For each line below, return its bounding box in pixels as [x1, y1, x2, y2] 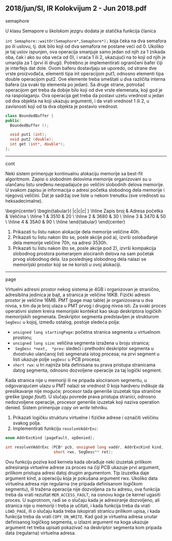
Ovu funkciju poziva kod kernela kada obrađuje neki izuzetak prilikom [5, 459, 152, 465]
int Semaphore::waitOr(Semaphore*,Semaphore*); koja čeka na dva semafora [5, 38, 166, 44]
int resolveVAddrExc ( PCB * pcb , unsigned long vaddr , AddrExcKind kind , [5, 444, 164, 449]
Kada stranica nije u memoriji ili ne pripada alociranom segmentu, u [5, 377, 147, 383]
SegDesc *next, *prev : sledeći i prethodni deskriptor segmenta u [15, 345, 154, 351]
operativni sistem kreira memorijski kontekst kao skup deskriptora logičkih [5, 308, 162, 314]
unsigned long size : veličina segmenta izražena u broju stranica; [12, 339, 150, 346]
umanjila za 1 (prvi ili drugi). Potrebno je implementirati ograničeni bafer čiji [5, 59, 163, 66]
